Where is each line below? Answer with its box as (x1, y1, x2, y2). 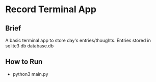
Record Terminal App (5, 4, 97, 15)
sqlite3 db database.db (5, 43, 54, 49)
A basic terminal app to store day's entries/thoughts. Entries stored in (5, 37, 151, 43)
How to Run (5, 58, 43, 66)
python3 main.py (12, 71, 48, 77)
